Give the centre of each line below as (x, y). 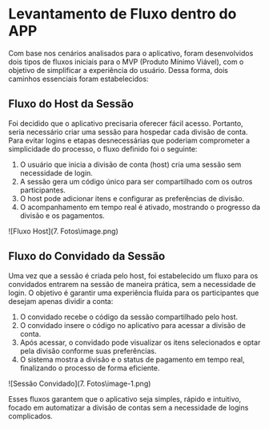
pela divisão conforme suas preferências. (88, 350)
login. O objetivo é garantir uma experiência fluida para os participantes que (134, 293)
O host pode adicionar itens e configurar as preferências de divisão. (132, 198)
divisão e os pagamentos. (62, 215)
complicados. (31, 416)
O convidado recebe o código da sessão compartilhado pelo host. (129, 317)
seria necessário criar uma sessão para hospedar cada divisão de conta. (128, 132)
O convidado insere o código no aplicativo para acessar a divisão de (133, 325)
